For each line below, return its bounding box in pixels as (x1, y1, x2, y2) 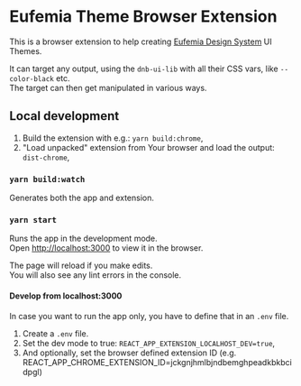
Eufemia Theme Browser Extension (9, 6, 278, 27)
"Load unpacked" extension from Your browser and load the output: (22, 142, 275, 152)
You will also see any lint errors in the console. (9, 270, 182, 280)
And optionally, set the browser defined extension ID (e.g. (22, 347, 237, 358)
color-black (9, 74, 54, 83)
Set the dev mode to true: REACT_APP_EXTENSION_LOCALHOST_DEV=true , (22, 337, 276, 348)
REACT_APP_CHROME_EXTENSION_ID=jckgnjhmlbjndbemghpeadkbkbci (22, 356, 293, 367)
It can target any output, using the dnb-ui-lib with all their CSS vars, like (9, 63, 278, 74)
